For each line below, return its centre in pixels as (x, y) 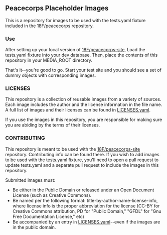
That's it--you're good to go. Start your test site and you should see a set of (83, 70)
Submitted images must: (30, 180)
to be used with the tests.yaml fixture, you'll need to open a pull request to (82, 160)
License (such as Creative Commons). (52, 195)
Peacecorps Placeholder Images (57, 8)
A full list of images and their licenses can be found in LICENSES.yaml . (78, 110)
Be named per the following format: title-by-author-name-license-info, (85, 200)
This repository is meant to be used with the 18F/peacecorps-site (73, 149)
